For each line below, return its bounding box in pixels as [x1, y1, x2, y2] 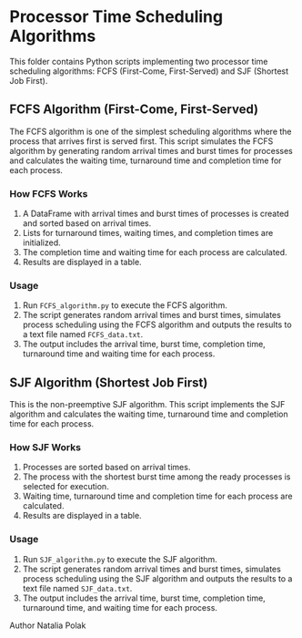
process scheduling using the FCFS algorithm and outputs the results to [22, 319, 293, 330]
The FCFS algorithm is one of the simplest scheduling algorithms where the [9, 126, 293, 137]
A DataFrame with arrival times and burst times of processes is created [22, 208, 289, 220]
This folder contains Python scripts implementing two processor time [9, 56, 268, 67]
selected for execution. [22, 481, 109, 492]
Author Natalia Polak [9, 620, 86, 631]
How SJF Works [9, 441, 82, 454]
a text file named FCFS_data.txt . [22, 329, 144, 340]
